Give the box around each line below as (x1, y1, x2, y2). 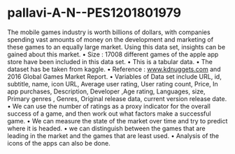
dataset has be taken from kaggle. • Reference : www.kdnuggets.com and (7, 65, 222, 73)
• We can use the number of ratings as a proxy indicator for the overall (7, 102, 211, 110)
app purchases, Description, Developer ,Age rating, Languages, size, (7, 87, 206, 95)
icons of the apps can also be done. (7, 139, 111, 147)
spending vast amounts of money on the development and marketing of (7, 35, 214, 43)
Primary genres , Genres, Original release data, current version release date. (7, 94, 227, 102)
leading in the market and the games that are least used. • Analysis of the (7, 131, 219, 140)
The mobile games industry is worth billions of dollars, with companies (7, 28, 211, 36)
